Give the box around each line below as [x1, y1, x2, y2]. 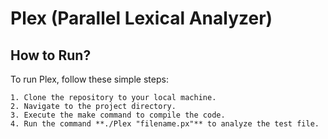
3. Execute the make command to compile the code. [10, 110, 226, 120]
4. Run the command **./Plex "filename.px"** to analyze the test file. [10, 119, 320, 129]
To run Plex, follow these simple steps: [10, 73, 169, 85]
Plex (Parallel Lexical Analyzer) [10, 7, 273, 30]
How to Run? [10, 47, 92, 64]
